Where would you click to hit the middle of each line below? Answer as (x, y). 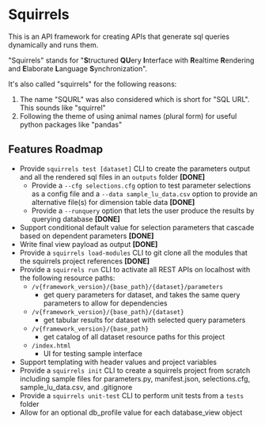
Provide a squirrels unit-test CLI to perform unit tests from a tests (131, 395)
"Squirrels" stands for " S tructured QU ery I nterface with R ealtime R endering (131, 60)
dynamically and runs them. (53, 44)
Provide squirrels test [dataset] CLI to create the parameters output (135, 169)
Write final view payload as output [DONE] (89, 244)
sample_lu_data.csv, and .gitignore (76, 387)
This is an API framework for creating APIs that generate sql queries (119, 36)
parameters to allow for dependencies (105, 303)
